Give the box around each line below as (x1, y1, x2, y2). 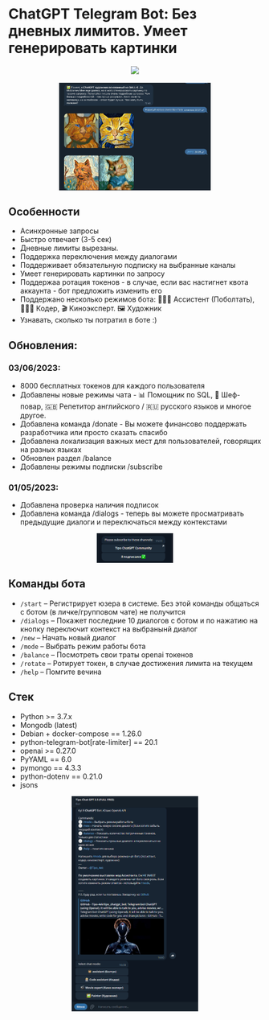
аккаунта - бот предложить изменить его (19, 286, 162, 296)
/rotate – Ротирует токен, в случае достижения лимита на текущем (19, 658, 253, 668)
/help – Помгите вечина (19, 667, 102, 677)
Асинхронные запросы (19, 226, 99, 236)
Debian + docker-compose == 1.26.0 (19, 729, 142, 738)
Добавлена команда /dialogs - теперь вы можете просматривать (19, 508, 245, 519)
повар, (19, 401, 43, 411)
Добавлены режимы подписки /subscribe (19, 462, 163, 471)
